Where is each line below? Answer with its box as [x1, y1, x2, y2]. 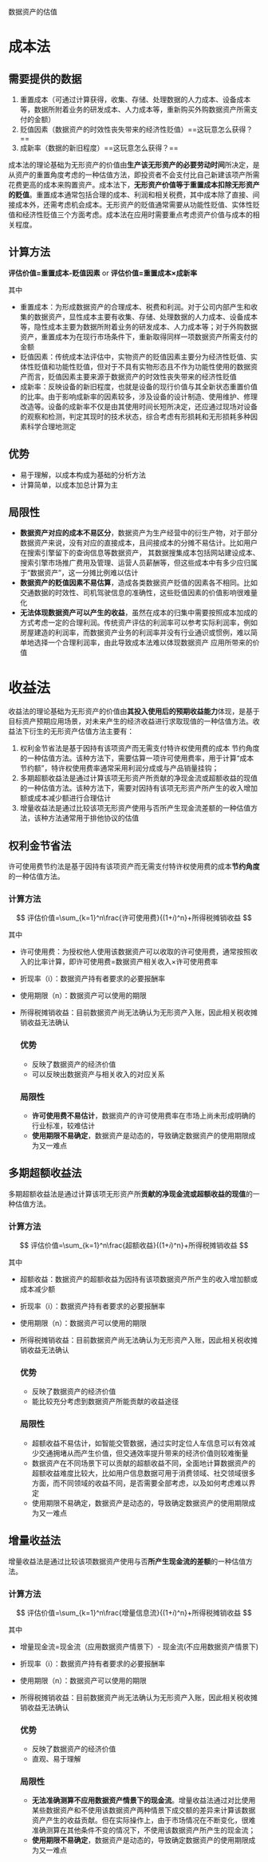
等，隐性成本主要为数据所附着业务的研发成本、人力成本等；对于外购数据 [19, 322, 258, 331]
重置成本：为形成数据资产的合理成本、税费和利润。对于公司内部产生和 [19, 302, 251, 311]
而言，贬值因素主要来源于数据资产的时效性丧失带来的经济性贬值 [26, 372, 237, 381]
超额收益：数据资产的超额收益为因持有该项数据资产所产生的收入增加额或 [19, 1275, 258, 1284]
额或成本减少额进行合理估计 [19, 793, 112, 803]
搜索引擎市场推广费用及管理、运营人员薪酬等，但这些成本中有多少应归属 [19, 558, 258, 568]
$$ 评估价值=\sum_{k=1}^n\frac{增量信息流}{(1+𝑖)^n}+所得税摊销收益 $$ [15, 1608, 253, 1617]
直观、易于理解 [31, 1754, 81, 1764]
